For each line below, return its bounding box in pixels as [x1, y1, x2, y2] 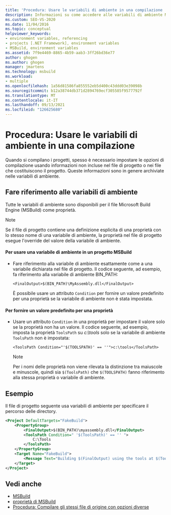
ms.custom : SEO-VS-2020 [5, 17, 56, 22]
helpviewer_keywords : [5, 31, 51, 36]
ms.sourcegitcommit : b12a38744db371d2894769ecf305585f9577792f [5, 88, 142, 93]
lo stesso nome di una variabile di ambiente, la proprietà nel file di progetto [5, 232, 162, 238]
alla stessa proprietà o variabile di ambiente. [12, 375, 105, 381]
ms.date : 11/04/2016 [5, 21, 49, 27]
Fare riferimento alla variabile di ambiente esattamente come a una [12, 260, 153, 266]
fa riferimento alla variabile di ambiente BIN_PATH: [12, 271, 118, 277]
